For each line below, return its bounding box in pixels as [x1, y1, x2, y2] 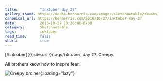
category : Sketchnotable [5, 25, 68, 30]
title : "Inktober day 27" [5, 7, 77, 12]
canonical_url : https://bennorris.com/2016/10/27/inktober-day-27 [5, 16, 142, 21]
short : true [5, 39, 49, 43]
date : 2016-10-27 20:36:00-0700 [5, 20, 92, 26]
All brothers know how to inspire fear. [5, 61, 80, 67]
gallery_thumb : [5, 12, 36, 16]
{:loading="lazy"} [40, 70, 75, 76]
